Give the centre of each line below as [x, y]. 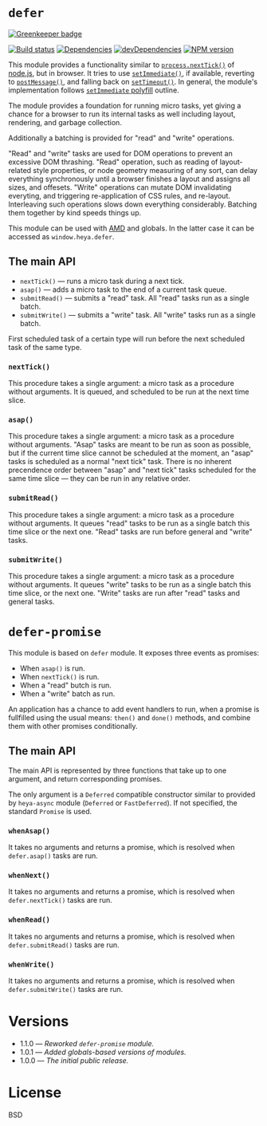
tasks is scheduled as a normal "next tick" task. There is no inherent [120, 462]
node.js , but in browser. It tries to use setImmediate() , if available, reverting [132, 73]
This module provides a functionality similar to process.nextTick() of [122, 65]
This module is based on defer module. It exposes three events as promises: [134, 652]
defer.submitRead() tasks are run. [64, 945]
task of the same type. [45, 347]
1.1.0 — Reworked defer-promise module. [87, 1043]
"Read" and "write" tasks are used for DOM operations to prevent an [120, 153]
